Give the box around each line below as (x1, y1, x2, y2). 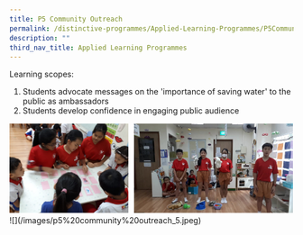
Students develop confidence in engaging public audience (22, 105, 240, 116)
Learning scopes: (9, 68, 74, 80)
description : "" (9, 33, 70, 42)
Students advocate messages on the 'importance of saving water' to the (22, 86, 291, 97)
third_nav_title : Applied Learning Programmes (9, 43, 188, 52)
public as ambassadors (22, 95, 110, 107)
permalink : (9, 23, 50, 33)
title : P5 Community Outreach (9, 14, 124, 23)
